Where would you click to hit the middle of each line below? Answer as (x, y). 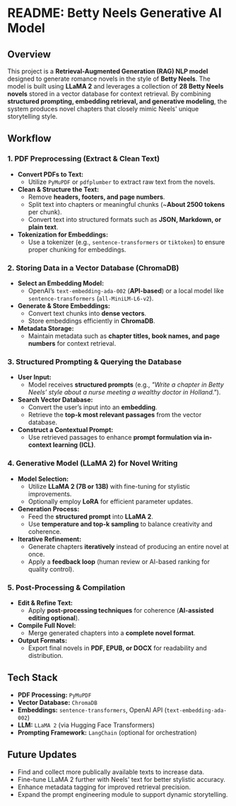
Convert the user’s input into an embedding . (93, 407)
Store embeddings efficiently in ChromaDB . (92, 321)
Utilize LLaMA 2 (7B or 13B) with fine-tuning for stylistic (109, 486)
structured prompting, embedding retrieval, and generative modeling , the (117, 101)
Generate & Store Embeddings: (64, 305)
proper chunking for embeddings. (77, 249)
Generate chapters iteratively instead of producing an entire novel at (128, 546)
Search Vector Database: (55, 400)
